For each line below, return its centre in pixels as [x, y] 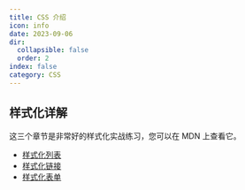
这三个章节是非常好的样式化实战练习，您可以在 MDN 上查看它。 [125, 136]
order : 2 [33, 58]
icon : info [29, 26]
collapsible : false [53, 50]
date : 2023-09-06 [41, 34]
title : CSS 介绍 [38, 17]
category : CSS [35, 75]
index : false [33, 67]
